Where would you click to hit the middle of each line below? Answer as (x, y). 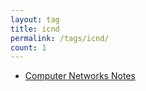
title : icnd (35, 29)
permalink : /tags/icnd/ (60, 38)
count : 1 (28, 47)
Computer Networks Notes (80, 76)
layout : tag (35, 19)
